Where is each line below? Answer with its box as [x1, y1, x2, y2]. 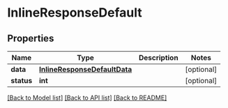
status [10, 76, 33, 85]
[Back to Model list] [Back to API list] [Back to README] [7, 93, 167, 102]
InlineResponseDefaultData [38, 64, 132, 74]
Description [138, 53, 179, 62]
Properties [7, 33, 54, 44]
